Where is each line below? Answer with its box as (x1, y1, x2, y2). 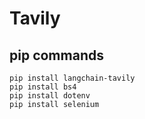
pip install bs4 (9, 82, 77, 92)
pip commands (9, 47, 104, 64)
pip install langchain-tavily (9, 73, 136, 83)
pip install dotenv (9, 91, 91, 101)
